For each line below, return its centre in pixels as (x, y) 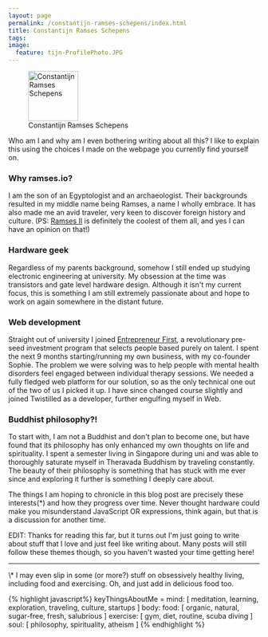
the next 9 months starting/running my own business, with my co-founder (130, 356)
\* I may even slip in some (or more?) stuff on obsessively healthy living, (126, 576)
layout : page (30, 16)
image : (19, 45)
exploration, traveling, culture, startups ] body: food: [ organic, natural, (124, 608)
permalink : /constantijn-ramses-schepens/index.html (98, 23)
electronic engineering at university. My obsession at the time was (117, 276)
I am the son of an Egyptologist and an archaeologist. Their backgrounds (128, 195)
